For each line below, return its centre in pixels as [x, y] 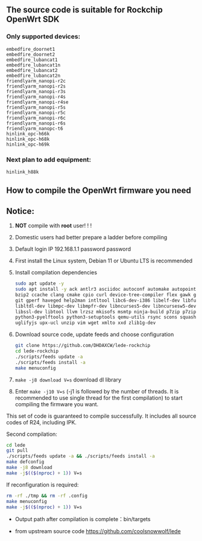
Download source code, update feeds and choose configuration [94, 334]
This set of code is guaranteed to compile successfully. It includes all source [101, 416]
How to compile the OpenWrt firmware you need [99, 191]
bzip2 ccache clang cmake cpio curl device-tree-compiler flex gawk [103, 295]
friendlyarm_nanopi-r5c [36, 112]
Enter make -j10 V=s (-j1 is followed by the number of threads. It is [97, 391]
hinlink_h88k [23, 172]
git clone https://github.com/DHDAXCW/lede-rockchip [83, 346]
